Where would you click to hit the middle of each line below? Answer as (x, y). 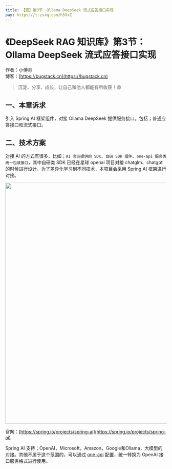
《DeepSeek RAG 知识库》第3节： (76, 42)
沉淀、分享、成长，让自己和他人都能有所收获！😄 (70, 87)
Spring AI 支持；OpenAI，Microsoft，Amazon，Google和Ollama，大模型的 (84, 448)
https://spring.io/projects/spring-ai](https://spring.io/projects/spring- (93, 432)
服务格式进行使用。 (30, 461)
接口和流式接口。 (28, 125)
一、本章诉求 (26, 105)
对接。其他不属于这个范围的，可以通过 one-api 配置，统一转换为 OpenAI (82, 455)
